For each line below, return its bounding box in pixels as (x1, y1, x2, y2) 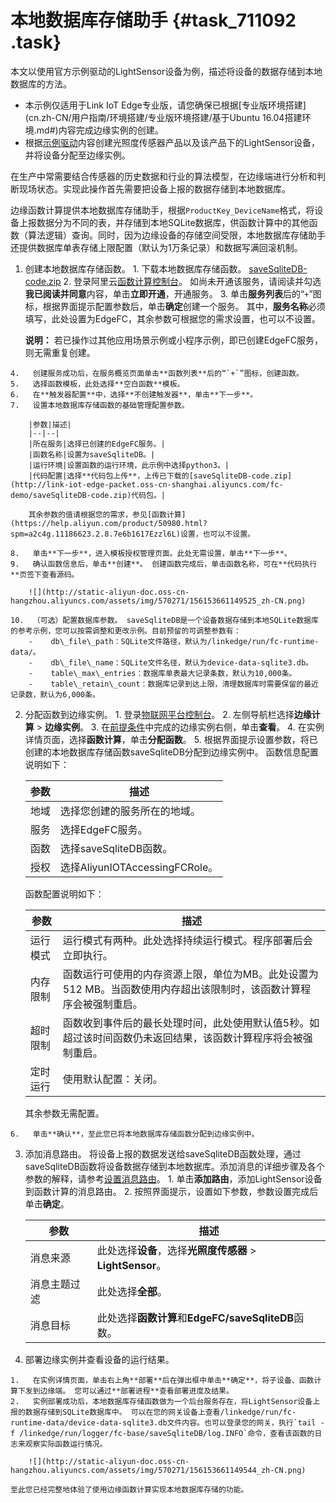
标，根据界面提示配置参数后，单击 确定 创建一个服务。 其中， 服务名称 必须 (24, 300, 326, 312)
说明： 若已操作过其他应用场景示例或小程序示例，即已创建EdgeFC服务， (24, 334, 323, 346)
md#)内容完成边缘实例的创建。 (36, 124, 164, 136)
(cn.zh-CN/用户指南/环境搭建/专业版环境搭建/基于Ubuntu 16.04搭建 (24, 111, 303, 123)
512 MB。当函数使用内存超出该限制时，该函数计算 (62, 982, 302, 996)
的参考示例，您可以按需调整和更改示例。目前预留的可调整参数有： (10, 626, 242, 636)
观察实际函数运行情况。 (24, 1439, 108, 1449)
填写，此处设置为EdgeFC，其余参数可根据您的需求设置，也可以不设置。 (24, 312, 322, 325)
